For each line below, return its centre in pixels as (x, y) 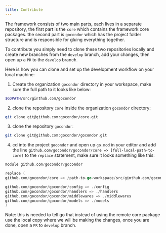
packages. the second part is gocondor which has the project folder (73, 34)
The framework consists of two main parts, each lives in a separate (74, 24)
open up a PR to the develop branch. (41, 59)
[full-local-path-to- (132, 151)
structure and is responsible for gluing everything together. (65, 40)
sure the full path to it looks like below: (51, 89)
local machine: (20, 74)
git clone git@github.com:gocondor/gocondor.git (56, 136)
